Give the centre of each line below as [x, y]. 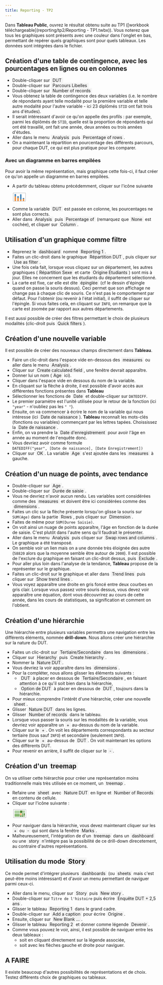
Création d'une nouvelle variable [55, 339]
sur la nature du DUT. [27, 642]
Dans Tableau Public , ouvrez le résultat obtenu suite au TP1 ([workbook [77, 25]
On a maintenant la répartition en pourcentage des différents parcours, [83, 143]
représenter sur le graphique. [41, 569]
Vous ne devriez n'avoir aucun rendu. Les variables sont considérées [81, 496]
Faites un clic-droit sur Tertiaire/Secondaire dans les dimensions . [80, 652]
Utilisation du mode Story [45, 862]
